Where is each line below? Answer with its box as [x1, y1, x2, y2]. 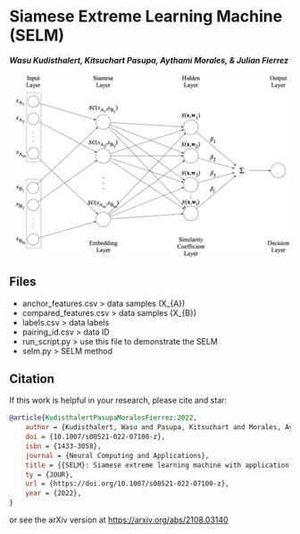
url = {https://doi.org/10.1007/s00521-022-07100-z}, [25, 479, 229, 488]
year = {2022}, [25, 489, 82, 498]
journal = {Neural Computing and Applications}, [25, 451, 210, 460]
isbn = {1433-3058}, [25, 441, 102, 451]
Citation [9, 371, 55, 386]
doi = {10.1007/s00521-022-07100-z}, [25, 432, 166, 442]
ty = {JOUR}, [25, 470, 74, 479]
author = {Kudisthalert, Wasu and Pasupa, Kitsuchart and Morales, [25, 423, 281, 432]
